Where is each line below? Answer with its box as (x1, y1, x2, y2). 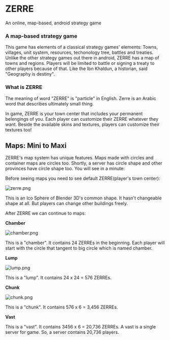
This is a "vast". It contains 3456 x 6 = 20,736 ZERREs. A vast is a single (5, 324, 156, 330)
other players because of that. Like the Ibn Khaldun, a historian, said (5, 65, 148, 72)
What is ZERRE (5, 84, 43, 91)
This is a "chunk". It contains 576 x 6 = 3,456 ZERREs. (5, 304, 118, 310)
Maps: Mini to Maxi (5, 141, 67, 150)
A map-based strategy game (5, 32, 78, 40)
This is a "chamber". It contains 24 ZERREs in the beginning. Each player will (5, 240, 165, 246)
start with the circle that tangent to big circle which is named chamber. (5, 245, 153, 251)
